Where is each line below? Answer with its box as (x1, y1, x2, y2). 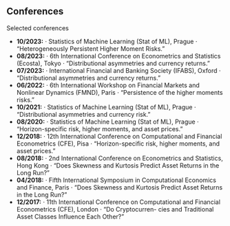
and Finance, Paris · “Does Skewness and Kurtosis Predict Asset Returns (16, 183, 223, 191)
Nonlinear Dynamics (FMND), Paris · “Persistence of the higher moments (16, 88, 223, 96)
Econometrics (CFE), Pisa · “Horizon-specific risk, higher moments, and (16, 139, 220, 148)
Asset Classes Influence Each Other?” (16, 212, 125, 221)
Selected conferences (6, 23, 70, 32)
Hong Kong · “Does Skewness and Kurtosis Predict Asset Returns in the (16, 161, 220, 170)
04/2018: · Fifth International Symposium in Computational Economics (16, 176, 216, 184)
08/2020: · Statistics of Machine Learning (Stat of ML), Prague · (16, 117, 199, 126)
